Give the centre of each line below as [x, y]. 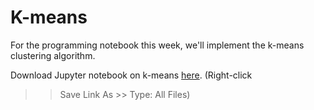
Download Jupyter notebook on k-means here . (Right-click [131, 75]
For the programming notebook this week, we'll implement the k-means [157, 45]
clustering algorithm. [53, 55]
